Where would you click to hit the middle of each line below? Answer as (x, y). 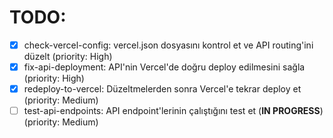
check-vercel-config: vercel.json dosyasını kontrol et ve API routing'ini (168, 45)
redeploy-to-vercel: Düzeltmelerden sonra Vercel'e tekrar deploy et (162, 89)
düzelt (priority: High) (68, 56)
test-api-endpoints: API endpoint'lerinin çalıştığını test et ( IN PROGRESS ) (173, 111)
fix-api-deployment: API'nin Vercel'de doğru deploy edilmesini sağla (164, 67)
